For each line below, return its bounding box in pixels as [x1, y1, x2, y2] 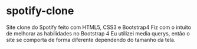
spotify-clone [6, 4, 74, 18]
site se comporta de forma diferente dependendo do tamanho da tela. [6, 36, 176, 43]
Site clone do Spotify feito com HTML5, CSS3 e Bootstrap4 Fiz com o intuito [6, 24, 192, 31]
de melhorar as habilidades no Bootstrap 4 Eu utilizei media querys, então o [6, 30, 190, 37]
